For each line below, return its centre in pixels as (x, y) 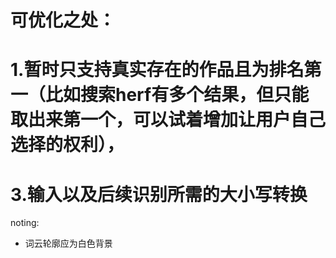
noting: (25, 223)
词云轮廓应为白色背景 (68, 243)
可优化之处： (63, 20)
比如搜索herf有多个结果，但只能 (177, 95)
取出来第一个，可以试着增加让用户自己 (168, 120)
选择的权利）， (67, 145)
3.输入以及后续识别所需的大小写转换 (159, 194)
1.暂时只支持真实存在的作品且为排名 (157, 70)
